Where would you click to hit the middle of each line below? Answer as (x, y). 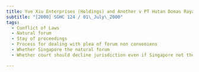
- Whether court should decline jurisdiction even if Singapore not (98, 55)
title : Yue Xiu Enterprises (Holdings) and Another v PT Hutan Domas (94, 11)
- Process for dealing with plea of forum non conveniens (85, 44)
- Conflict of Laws (36, 28)
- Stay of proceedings (39, 39)
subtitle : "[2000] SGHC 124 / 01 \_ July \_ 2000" (65, 17)
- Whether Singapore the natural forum (61, 50)
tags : (13, 22)
